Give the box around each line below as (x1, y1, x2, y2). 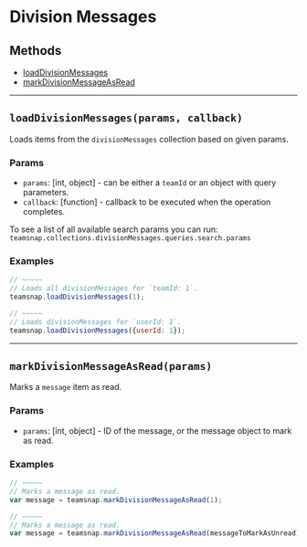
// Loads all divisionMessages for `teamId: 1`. (9, 284, 198, 293)
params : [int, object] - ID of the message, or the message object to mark (22, 425, 292, 436)
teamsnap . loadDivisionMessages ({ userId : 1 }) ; (9, 326, 185, 335)
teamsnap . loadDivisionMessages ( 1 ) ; (9, 292, 145, 302)
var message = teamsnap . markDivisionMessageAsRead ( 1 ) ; (9, 495, 223, 504)
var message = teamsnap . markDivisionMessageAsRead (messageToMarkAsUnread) (9, 529, 301, 538)
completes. (22, 206, 66, 217)
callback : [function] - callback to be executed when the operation (22, 196, 271, 207)
